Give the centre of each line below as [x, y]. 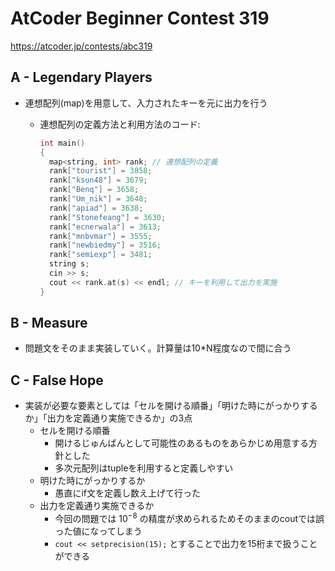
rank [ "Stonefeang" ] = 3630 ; [107, 217]
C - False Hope [57, 380]
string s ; [69, 264]
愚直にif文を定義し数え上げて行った [127, 493]
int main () [62, 143]
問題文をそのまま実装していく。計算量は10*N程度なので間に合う [158, 348]
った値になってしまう [98, 531]
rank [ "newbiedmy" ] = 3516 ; [105, 245]
